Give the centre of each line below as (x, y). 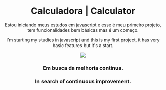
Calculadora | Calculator (83, 11)
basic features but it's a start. (83, 45)
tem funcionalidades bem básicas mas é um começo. (83, 30)
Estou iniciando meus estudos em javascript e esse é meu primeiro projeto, (83, 25)
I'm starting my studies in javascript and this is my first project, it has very (83, 40)
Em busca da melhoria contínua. (83, 68)
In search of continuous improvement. (83, 81)
